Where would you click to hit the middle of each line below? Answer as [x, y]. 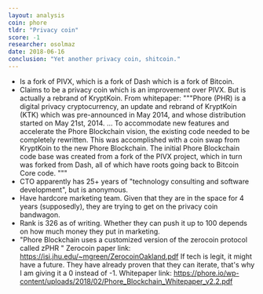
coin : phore [27, 23]
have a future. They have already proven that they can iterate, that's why [137, 264]
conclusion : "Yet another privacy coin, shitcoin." [94, 60]
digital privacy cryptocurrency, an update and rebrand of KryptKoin [128, 106]
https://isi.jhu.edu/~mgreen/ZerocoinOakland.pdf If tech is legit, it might [136, 256]
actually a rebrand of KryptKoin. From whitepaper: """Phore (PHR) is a [132, 98]
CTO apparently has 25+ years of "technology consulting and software [134, 181]
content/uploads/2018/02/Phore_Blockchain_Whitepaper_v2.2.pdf [126, 281]
